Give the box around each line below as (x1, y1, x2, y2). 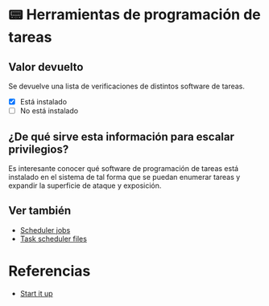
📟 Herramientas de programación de (8, 6, 262, 24)
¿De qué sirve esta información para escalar (8, 129, 235, 144)
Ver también (8, 204, 72, 218)
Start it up (19, 288, 54, 298)
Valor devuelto (8, 60, 84, 74)
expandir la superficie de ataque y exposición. (8, 181, 162, 190)
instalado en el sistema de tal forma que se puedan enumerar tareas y (8, 172, 241, 182)
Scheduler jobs (19, 225, 71, 235)
